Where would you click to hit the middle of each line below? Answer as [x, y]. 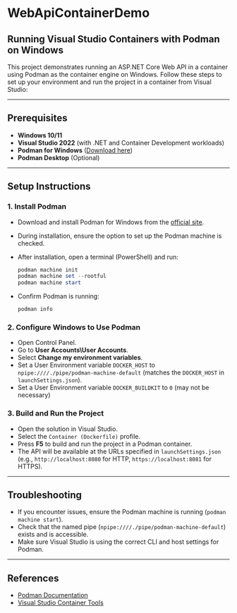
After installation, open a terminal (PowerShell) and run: [98, 257]
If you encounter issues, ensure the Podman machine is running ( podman [122, 512]
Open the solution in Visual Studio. [68, 429]
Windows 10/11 [40, 135]
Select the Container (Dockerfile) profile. [79, 436]
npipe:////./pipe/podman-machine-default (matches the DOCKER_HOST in [121, 372]
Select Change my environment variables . [80, 358]
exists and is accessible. [53, 535]
